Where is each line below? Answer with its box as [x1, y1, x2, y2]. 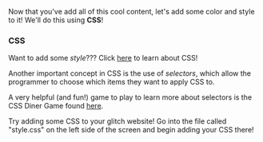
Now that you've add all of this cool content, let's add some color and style [8, 7, 255, 16]
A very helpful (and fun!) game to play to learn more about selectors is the [8, 93, 253, 102]
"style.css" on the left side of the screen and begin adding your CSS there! [8, 125, 254, 135]
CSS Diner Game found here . [8, 101, 104, 111]
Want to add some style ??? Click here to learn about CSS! [8, 53, 198, 63]
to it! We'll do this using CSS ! [8, 15, 104, 25]
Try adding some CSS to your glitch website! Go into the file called [8, 116, 227, 126]
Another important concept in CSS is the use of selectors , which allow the [8, 69, 252, 78]
